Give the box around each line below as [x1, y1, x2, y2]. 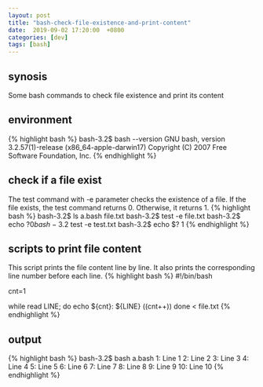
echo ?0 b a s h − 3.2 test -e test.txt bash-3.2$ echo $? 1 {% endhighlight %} [8, 219, 250, 228]
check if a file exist [8, 173, 102, 187]
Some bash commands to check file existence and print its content [8, 90, 225, 100]
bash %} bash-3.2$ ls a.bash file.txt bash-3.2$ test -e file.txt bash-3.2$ [8, 211, 241, 221]
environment [8, 113, 72, 126]
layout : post [8, 11, 51, 20]
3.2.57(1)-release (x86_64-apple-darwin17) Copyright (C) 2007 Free [8, 142, 228, 152]
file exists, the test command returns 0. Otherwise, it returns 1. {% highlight [8, 203, 251, 212]
